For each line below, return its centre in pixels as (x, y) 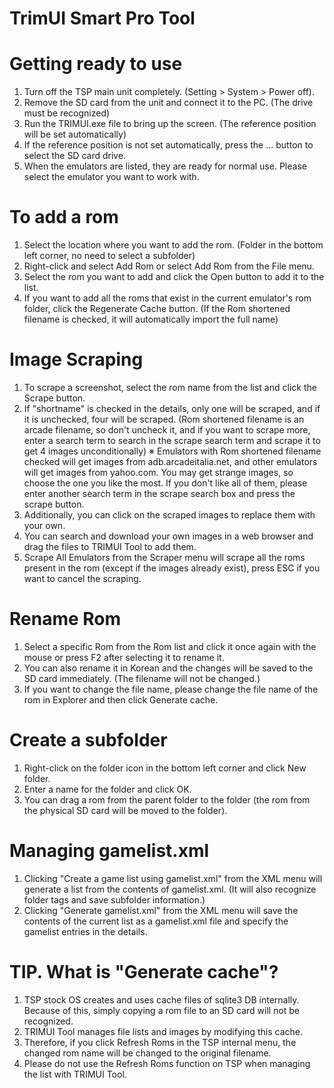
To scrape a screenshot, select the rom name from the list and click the (170, 387)
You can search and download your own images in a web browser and (168, 536)
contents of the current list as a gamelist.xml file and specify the (156, 921)
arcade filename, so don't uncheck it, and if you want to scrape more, (167, 430)
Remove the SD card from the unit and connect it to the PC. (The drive (168, 103)
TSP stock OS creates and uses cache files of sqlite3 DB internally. (161, 999)
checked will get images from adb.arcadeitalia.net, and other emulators (170, 461)
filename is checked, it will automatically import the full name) (151, 319)
